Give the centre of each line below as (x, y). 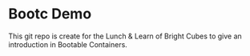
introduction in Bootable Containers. (68, 44)
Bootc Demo (50, 14)
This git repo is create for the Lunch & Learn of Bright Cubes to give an (125, 36)
